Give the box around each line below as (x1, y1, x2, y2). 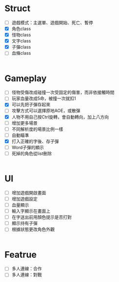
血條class (11, 50, 31, 56)
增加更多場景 (11, 120, 38, 126)
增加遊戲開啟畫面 (11, 189, 46, 195)
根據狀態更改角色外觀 (11, 226, 55, 232)
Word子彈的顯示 (11, 144, 44, 150)
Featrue (4, 249, 37, 260)
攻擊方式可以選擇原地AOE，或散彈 (11, 108, 81, 113)
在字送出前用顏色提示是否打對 (11, 214, 72, 220)
